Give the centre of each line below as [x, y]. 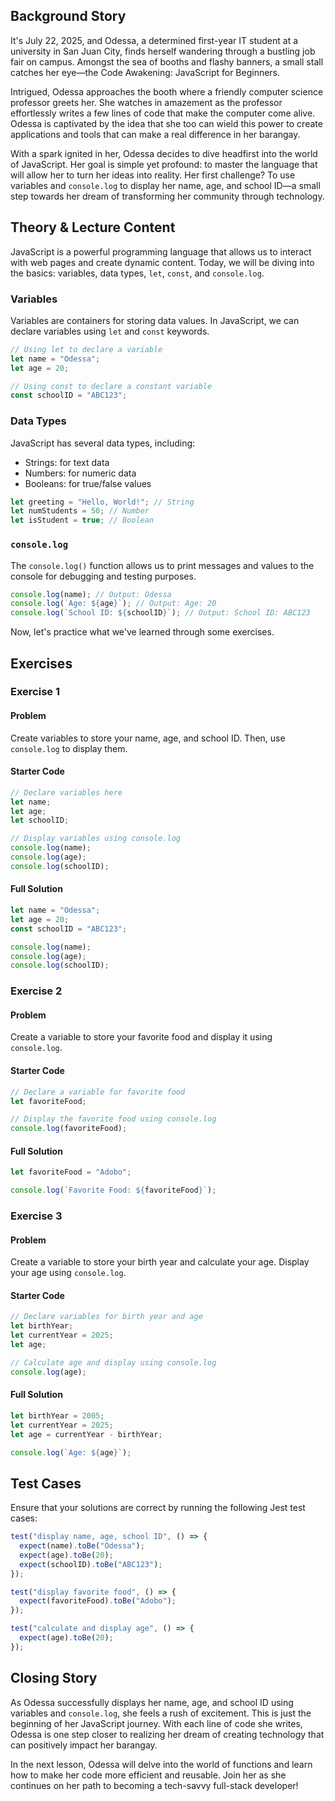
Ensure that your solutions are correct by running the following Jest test [158, 1508]
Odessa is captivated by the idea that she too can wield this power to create [166, 123]
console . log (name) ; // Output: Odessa [91, 594]
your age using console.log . [68, 1273]
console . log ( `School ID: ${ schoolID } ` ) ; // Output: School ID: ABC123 [160, 613]
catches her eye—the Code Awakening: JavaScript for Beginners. [145, 72]
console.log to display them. [69, 748]
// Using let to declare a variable [86, 349]
